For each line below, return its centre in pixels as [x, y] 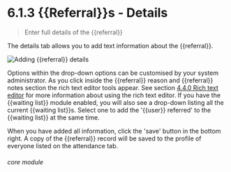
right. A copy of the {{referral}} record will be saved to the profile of [104, 138]
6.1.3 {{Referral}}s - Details [88, 13]
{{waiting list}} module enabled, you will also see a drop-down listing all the [116, 102]
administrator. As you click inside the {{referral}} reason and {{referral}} [110, 80]
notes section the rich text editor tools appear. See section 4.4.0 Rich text [113, 87]
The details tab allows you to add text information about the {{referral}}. [110, 45]
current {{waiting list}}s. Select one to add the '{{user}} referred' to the [109, 110]
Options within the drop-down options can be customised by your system [113, 73]
